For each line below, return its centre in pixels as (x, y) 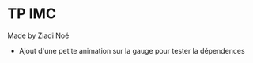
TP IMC (32, 14)
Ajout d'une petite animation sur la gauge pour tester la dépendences (132, 50)
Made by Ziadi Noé (38, 35)
